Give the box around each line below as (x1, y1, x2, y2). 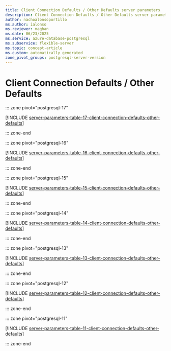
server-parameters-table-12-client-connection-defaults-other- (28, 290, 160, 296)
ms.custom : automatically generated (5, 50, 83, 55)
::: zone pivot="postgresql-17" (5, 105, 69, 111)
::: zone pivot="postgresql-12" (5, 280, 69, 287)
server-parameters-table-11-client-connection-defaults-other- (28, 325, 159, 332)
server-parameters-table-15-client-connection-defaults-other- (28, 185, 160, 191)
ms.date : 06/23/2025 (5, 31, 49, 36)
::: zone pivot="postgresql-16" (5, 140, 69, 146)
